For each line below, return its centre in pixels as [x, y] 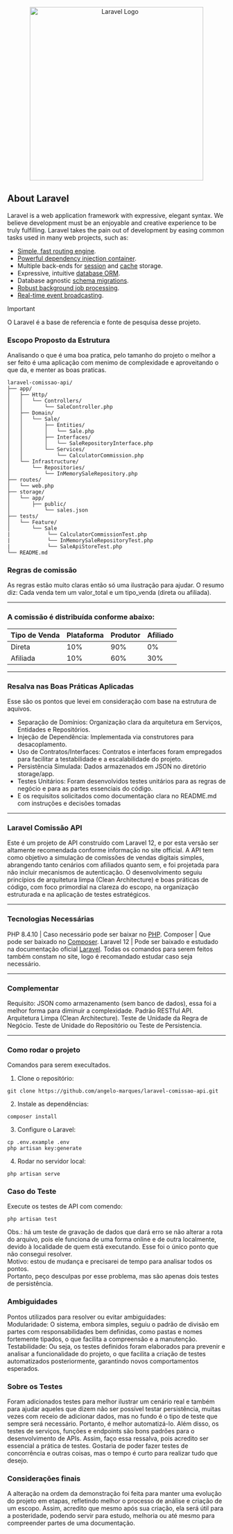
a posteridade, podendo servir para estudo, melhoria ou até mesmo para [111, 1516]
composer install [32, 1117]
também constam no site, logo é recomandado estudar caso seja [100, 956]
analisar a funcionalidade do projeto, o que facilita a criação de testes [107, 1354]
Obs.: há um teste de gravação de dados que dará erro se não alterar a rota [115, 1232]
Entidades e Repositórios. [54, 730]
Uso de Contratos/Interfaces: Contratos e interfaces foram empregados [120, 752]
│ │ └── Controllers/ [44, 401]
